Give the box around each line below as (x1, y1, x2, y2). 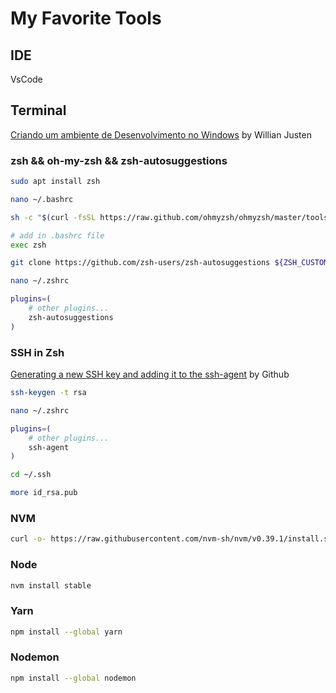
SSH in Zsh (10, 345, 65, 359)
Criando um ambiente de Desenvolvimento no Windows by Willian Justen (10, 128, 312, 141)
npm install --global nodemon (10, 673, 137, 683)
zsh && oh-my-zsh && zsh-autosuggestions (10, 153, 228, 167)
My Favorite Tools (10, 7, 162, 30)
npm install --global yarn (10, 627, 123, 637)
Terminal (10, 102, 67, 119)
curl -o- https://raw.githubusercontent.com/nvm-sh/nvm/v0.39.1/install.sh (10, 534, 333, 544)
